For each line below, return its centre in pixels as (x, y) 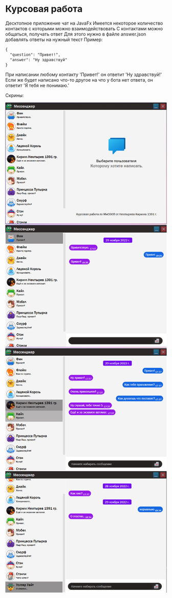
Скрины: (15, 95)
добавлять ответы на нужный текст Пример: (54, 40)
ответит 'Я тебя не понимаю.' (37, 85)
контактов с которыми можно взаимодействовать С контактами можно (84, 28)
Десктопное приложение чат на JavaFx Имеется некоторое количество (84, 23)
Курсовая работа (44, 9)
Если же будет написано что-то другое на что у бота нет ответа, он (79, 80)
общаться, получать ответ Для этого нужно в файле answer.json (76, 34)
